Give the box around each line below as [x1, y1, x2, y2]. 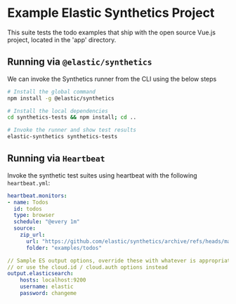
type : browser [13, 212, 55, 219]
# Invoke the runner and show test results [7, 126, 137, 134]
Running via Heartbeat [7, 152, 105, 164]
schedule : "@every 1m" [13, 218, 80, 225]
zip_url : [20, 232, 46, 239]
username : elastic [20, 283, 74, 291]
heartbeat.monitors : [7, 192, 68, 199]
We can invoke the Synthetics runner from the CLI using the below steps [7, 74, 217, 83]
